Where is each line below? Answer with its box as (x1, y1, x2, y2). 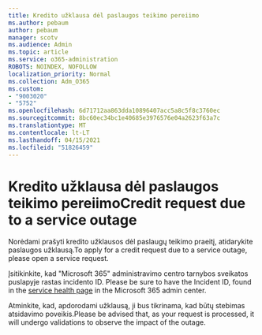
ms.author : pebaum (8, 19, 69, 27)
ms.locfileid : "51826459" (8, 143, 93, 151)
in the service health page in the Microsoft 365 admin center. (8, 285, 207, 296)
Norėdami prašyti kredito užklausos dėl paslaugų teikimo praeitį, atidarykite (8, 237, 253, 247)
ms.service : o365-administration (8, 56, 118, 64)
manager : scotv (8, 33, 58, 42)
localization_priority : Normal (8, 70, 111, 78)
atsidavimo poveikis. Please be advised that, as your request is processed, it (8, 309, 255, 319)
